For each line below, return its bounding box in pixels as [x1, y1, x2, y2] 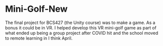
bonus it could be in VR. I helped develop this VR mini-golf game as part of [5, 24, 157, 30]
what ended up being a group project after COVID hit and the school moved [5, 30, 159, 36]
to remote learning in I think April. [5, 35, 73, 41]
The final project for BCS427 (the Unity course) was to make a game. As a [5, 20, 156, 25]
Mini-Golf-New [5, 3, 68, 15]
